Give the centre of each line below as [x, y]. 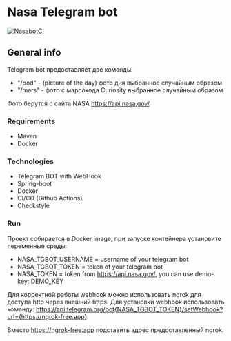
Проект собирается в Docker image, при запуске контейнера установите [114, 238]
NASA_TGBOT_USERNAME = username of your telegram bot [103, 259]
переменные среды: [37, 246]
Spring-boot [34, 184]
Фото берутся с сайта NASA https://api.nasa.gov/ [79, 103]
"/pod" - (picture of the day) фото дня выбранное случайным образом [120, 83]
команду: [21, 309]
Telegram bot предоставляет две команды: [70, 69]
